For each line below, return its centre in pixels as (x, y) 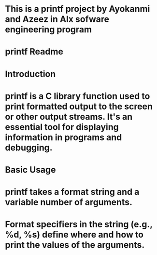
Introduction (30, 74)
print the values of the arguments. (75, 245)
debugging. (29, 148)
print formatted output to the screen (79, 106)
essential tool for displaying (62, 127)
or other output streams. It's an (69, 117)
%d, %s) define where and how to (74, 235)
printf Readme (34, 52)
